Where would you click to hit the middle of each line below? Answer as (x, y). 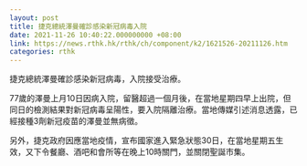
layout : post (34, 18)
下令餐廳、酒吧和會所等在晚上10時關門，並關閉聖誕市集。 (142, 152)
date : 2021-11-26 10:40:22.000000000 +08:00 (95, 35)
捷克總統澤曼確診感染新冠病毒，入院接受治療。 (97, 79)
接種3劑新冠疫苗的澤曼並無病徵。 (80, 121)
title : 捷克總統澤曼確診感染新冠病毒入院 (79, 26)
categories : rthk (42, 52)
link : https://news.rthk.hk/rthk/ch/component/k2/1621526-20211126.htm (148, 43)
